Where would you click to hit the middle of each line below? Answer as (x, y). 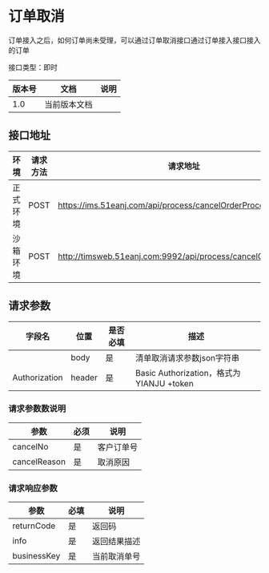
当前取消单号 (116, 556)
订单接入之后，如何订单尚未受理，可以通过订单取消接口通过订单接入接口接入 (134, 40)
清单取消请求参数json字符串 (188, 357)
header (84, 377)
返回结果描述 (116, 542)
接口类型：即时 (33, 67)
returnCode (34, 526)
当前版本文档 (69, 104)
